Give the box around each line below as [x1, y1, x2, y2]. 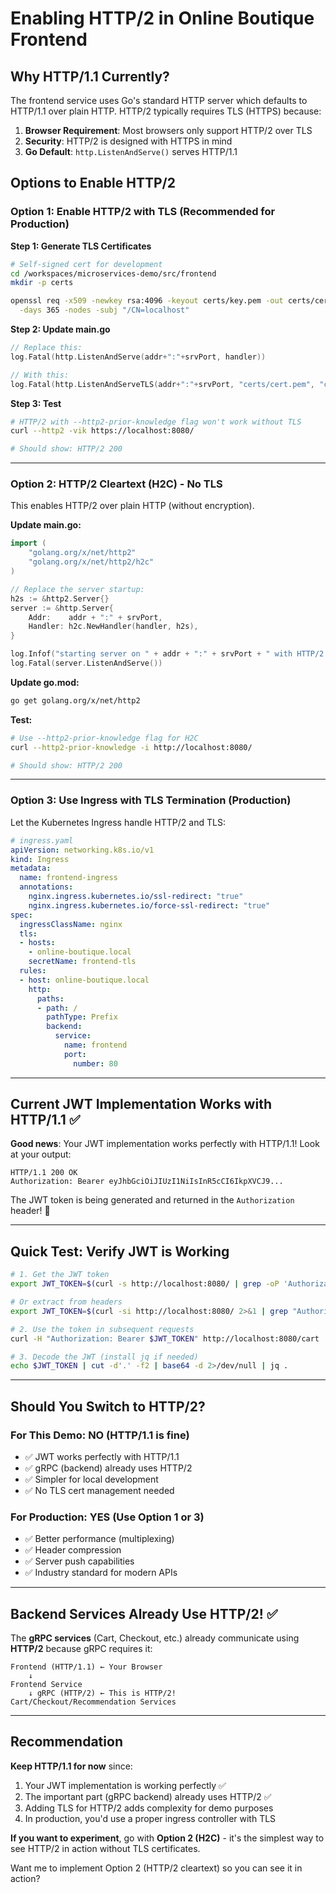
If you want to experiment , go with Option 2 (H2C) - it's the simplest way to [10, 1832, 325, 1844]
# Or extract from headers [10, 1297, 123, 1307]
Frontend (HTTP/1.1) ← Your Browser [10, 1662, 163, 1672]
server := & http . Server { [10, 603, 114, 613]
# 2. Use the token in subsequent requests [10, 1324, 195, 1334]
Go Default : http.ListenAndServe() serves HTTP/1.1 [24, 146, 238, 157]
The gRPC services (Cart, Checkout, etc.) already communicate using [10, 1632, 300, 1644]
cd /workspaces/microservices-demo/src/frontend [10, 268, 217, 279]
